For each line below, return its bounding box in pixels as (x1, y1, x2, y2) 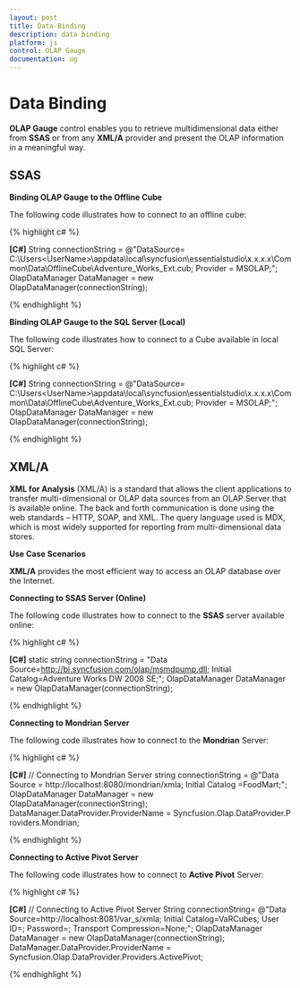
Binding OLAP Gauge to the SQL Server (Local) (9, 316, 186, 327)
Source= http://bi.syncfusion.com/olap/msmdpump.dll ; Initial (9, 664, 232, 674)
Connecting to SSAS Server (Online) (9, 592, 147, 603)
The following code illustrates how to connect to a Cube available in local (9, 333, 279, 345)
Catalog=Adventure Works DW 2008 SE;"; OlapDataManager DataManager (9, 673, 287, 683)
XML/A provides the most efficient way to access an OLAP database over (9, 565, 281, 576)
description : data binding (9, 30, 110, 39)
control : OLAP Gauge (9, 47, 87, 56)
